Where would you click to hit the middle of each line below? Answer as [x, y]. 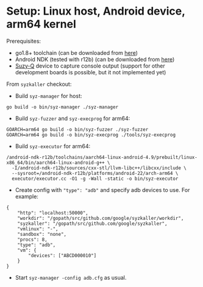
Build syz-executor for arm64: [53, 146]
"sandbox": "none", [42, 234]
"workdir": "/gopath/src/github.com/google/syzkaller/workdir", [101, 218]
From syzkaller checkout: [39, 84]
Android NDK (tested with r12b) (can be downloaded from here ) [95, 59]
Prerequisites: [24, 41]
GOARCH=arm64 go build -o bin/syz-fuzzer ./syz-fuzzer [77, 129]
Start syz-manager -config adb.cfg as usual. [71, 277]
